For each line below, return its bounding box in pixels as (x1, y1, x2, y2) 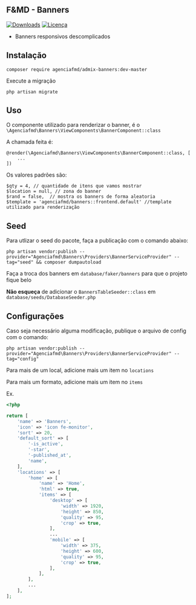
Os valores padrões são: (6, 171, 67, 178)
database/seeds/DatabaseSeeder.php (6, 294, 96, 301)
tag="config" (6, 356, 39, 362)
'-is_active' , (28, 441, 64, 447)
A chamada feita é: (6, 138, 53, 146)
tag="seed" (6, 259, 34, 266)
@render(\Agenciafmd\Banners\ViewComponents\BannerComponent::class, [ (6, 150, 191, 157)
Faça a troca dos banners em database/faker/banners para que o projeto (6, 270, 188, 277)
